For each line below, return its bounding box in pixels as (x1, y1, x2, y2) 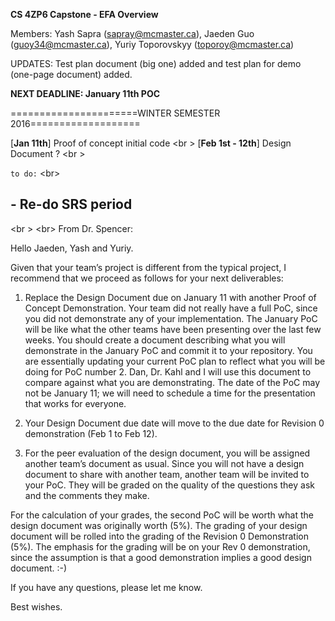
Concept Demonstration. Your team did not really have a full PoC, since (24, 302, 318, 314)
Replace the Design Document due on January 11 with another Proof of (24, 291, 317, 303)
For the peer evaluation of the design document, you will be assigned (24, 447, 311, 459)
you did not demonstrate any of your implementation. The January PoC (24, 312, 318, 324)
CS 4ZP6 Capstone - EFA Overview (10, 9, 159, 20)
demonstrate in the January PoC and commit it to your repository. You (24, 344, 313, 356)
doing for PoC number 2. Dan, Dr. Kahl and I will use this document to (24, 365, 312, 378)
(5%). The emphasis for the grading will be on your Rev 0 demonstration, (10, 540, 311, 553)
